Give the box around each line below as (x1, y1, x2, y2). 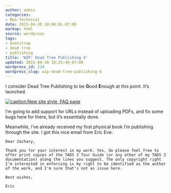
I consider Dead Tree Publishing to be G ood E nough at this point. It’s (5, 83, 149, 89)
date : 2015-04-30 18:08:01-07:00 (5, 21, 77, 27)
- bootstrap (5, 41, 31, 46)
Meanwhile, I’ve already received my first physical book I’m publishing (5, 124, 154, 130)
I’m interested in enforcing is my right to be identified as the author (5, 161, 166, 166)
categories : (5, 12, 31, 17)
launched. (5, 89, 27, 94)
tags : (5, 36, 17, 41)
